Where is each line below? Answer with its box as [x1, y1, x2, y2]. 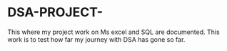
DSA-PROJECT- [7, 4, 104, 21]
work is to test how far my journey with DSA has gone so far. [7, 35, 186, 43]
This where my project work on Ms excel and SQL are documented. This [7, 28, 220, 36]
